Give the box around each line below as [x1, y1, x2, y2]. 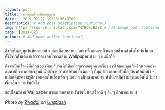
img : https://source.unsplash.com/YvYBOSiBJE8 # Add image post [5, 25, 139, 30]
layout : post [5, 7, 32, 12]
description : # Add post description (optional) [5, 21, 107, 26]
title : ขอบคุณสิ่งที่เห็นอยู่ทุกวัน [5, 12, 56, 17]
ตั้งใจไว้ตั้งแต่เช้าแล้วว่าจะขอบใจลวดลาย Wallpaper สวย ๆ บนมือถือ [5, 53, 115, 59]
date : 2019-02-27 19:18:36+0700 [5, 16, 76, 21]
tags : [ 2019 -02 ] [5, 30, 38, 35]
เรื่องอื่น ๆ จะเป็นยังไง [5, 79, 39, 86]
